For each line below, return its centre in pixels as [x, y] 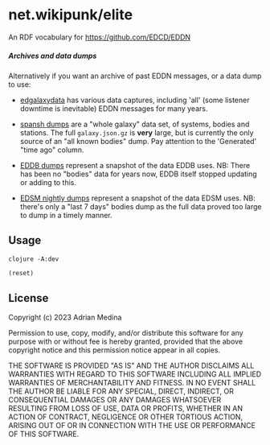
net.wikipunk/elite [71, 15]
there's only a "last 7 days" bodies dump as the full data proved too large [141, 206]
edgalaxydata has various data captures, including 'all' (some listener [135, 100]
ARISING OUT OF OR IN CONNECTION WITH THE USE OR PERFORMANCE [132, 426]
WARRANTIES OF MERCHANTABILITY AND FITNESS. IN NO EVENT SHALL [132, 383]
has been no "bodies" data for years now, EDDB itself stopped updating [138, 174]
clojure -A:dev [34, 259]
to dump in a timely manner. [66, 215]
